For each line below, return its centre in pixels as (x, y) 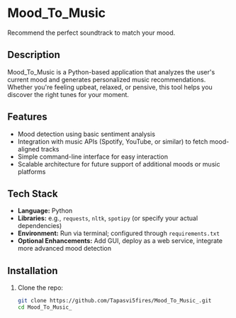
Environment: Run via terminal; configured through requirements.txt (118, 233)
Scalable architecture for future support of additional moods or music (119, 164)
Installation (33, 271)
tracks (50, 149)
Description (34, 55)
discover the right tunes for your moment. (68, 94)
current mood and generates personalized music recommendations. (107, 79)
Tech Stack (33, 194)
